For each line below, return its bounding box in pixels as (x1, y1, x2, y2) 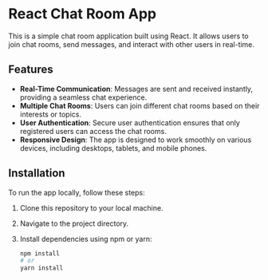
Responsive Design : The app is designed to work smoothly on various (19, 135, 252, 144)
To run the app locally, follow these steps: (8, 187, 145, 197)
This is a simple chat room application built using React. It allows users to (8, 31, 249, 41)
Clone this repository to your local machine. (19, 203, 164, 212)
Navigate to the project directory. (19, 219, 129, 228)
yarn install (19, 264, 64, 272)
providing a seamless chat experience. (19, 93, 148, 102)
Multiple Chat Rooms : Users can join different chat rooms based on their (19, 101, 260, 110)
